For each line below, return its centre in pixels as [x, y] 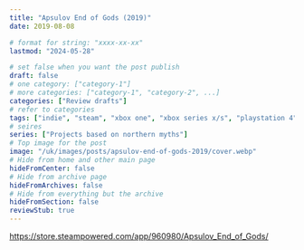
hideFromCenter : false [52, 168]
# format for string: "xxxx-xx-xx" [76, 43]
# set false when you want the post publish [95, 67]
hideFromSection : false [54, 202]
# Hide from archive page [58, 177]
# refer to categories [52, 110]
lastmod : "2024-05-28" [52, 51]
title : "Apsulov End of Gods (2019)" [81, 18]
